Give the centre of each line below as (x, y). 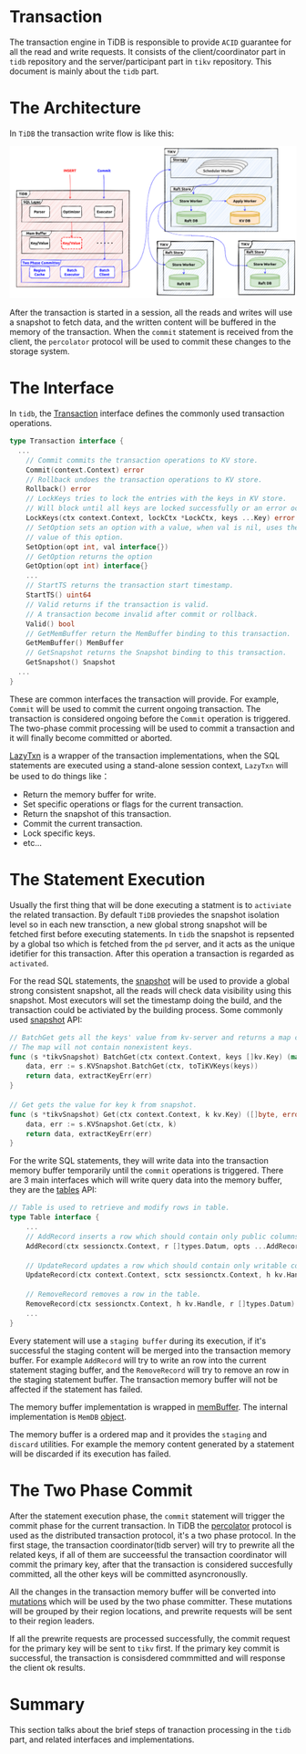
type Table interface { (55, 1217)
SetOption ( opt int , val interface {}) (97, 547)
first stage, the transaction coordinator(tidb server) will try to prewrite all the (152, 1545)
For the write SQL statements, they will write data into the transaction (139, 1161)
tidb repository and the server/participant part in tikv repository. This (141, 61)
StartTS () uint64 (59, 595)
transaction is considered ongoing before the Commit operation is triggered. (150, 718)
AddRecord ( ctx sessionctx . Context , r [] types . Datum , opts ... (146, 1246)
